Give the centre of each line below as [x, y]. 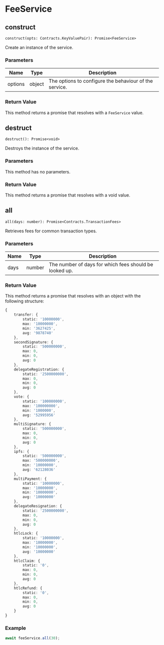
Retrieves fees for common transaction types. [51, 231]
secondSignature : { [34, 342]
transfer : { [26, 315]
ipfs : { [21, 451]
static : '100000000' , [45, 401]
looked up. [61, 271]
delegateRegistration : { [39, 369]
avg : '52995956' [39, 415]
